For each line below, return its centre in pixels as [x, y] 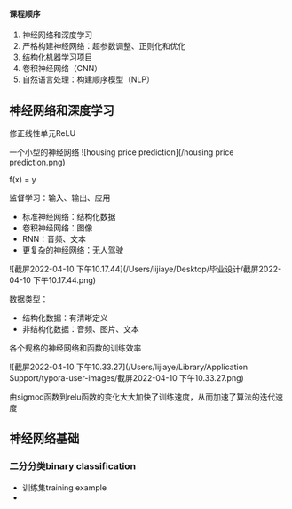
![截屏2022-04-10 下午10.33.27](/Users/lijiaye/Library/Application [129, 367]
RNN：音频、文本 [54, 239]
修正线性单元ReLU [43, 133]
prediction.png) [37, 162]
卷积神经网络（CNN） [62, 69]
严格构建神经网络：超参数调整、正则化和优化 [104, 46]
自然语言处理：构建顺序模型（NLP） [88, 79]
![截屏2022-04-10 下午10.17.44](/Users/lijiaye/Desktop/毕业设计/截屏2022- [146, 269]
